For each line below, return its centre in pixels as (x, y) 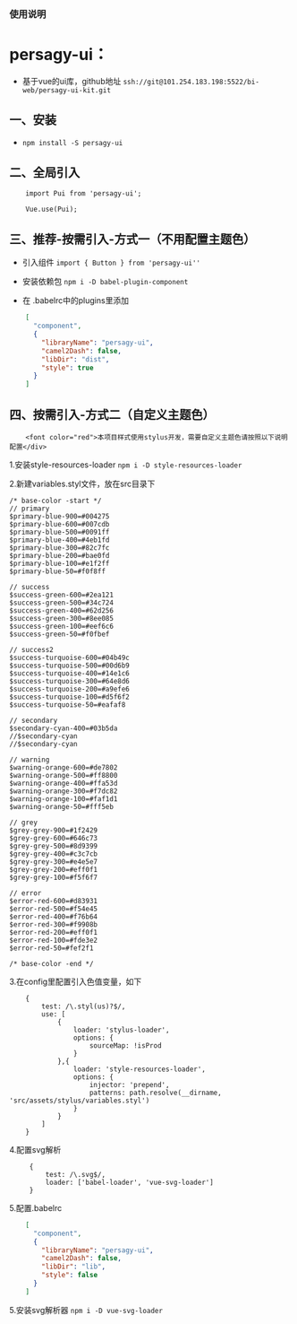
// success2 (31, 649)
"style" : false (70, 1276)
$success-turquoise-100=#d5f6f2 (69, 697)
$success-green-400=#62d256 (62, 610)
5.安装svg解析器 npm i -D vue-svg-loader (86, 1310)
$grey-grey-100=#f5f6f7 (54, 877)
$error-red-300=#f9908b (54, 924)
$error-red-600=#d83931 (54, 901)
